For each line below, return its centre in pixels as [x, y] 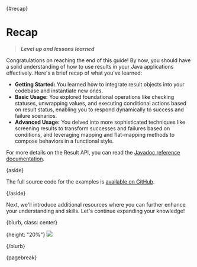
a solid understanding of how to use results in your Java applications [90, 66]
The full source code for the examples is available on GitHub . [80, 181]
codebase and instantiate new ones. [59, 91]
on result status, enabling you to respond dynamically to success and [99, 110]
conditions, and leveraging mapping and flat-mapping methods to [95, 134]
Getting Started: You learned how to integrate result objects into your [100, 84]
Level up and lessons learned [57, 49]
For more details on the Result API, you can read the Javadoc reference [93, 152]
